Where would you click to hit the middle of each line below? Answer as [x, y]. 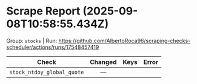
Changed [103, 62]
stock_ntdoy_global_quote [47, 72]
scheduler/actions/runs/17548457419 [53, 47]
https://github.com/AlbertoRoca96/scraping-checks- [125, 40]
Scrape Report [43, 11]
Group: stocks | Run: [32, 40]
